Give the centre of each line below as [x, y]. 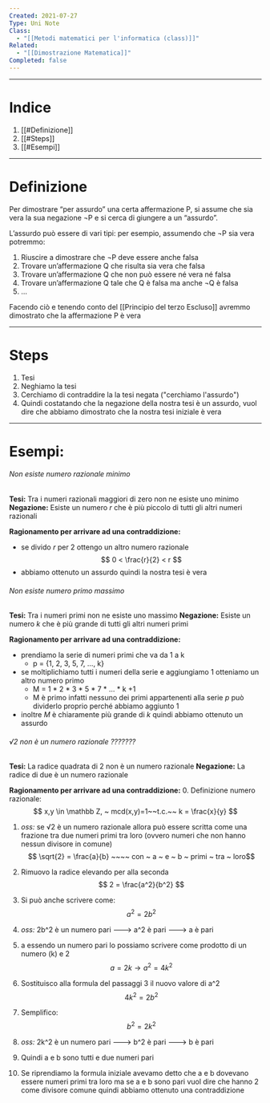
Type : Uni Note [34, 23]
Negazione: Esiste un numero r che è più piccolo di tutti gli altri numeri [126, 508]
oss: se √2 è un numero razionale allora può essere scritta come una [134, 827]
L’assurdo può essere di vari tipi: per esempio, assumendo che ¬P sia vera [132, 233]
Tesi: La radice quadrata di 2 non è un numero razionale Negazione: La [127, 766]
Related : [24, 46]
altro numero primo [52, 681]
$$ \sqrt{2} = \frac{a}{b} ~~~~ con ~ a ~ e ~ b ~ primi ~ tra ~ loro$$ [141, 857]
